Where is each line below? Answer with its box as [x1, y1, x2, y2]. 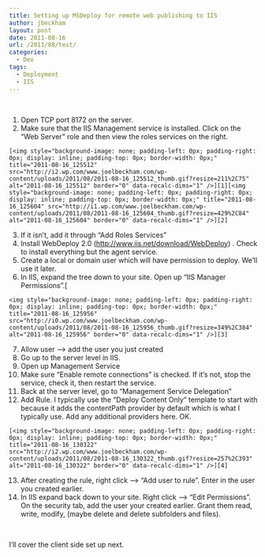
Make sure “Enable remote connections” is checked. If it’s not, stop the [20, 369, 251, 379]
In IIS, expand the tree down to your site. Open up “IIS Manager [20, 272, 226, 282]
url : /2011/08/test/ [9, 41, 77, 49]
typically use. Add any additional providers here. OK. [20, 411, 192, 421]
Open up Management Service [20, 361, 121, 370]
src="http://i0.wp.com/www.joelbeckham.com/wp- [9, 316, 169, 324]
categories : [9, 48, 48, 56]
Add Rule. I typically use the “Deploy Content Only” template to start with [20, 395, 258, 404]
